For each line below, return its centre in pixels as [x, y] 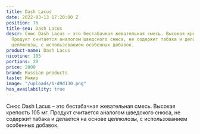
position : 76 [22, 23]
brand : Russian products [37, 73]
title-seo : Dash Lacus [34, 28]
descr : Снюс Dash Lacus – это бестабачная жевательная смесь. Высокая [96, 34]
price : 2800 [21, 67]
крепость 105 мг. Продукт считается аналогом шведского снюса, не [93, 112]
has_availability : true [36, 89]
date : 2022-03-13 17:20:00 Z [42, 17]
